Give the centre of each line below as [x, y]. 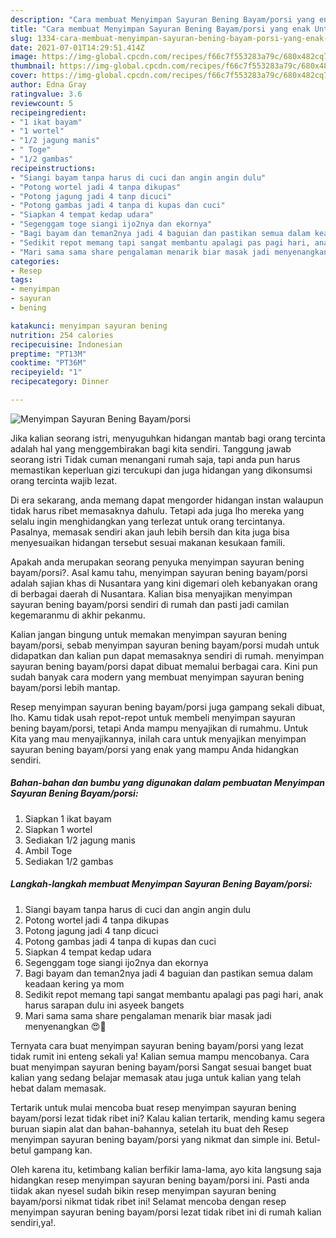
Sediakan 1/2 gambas [69, 861]
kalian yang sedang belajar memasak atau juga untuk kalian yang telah [156, 1077]
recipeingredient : [48, 112]
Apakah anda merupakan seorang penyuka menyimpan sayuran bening [157, 562]
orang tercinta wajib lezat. [64, 480]
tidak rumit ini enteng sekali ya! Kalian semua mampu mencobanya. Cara [160, 1056]
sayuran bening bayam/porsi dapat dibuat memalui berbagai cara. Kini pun [164, 666]
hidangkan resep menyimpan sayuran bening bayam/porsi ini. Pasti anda [160, 1180]
